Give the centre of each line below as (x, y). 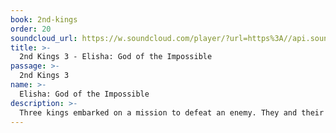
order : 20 (31, 29)
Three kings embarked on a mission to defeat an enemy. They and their (172, 112)
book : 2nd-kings (44, 19)
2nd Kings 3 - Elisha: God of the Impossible (116, 57)
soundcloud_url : (44, 38)
